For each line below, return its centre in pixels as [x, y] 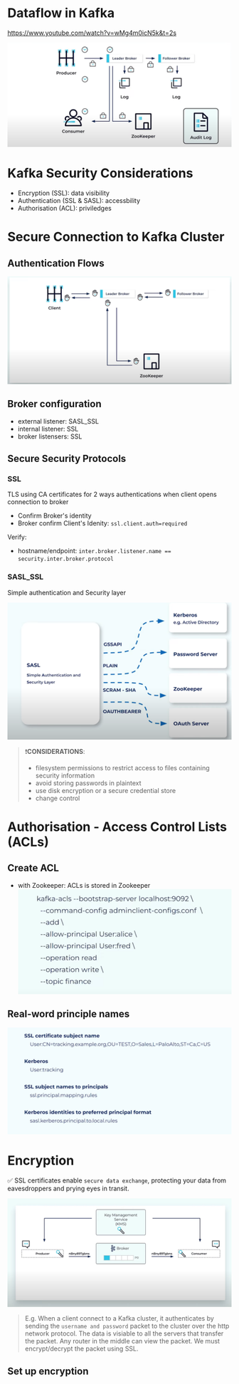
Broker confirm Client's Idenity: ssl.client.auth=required [102, 523]
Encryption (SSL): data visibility [64, 193]
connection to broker [38, 502]
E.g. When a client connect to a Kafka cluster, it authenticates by [119, 1319]
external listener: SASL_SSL [58, 421]
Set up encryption [48, 1371]
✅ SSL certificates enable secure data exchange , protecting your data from [117, 1180]
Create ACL [33, 868]
